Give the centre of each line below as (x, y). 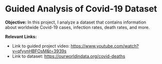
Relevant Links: (21, 37)
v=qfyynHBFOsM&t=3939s (39, 51)
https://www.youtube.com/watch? (105, 46)
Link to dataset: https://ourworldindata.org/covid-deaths (69, 56)
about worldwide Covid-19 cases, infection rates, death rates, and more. (77, 27)
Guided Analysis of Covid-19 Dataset (81, 9)
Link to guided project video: (41, 46)
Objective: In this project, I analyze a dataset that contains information (76, 22)
